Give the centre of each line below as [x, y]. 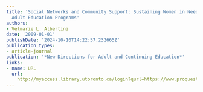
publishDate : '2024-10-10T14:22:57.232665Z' [63, 40]
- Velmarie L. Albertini [37, 29]
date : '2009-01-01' [31, 34]
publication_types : [31, 46]
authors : [17, 23]
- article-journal [29, 51]
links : [14, 62]
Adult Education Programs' [46, 18]
